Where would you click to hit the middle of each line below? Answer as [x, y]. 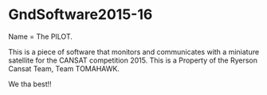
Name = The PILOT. [41, 36]
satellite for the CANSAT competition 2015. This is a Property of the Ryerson [133, 60]
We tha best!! [30, 84]
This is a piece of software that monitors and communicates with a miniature [134, 51]
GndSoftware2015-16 [80, 15]
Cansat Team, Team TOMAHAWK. [64, 68]
